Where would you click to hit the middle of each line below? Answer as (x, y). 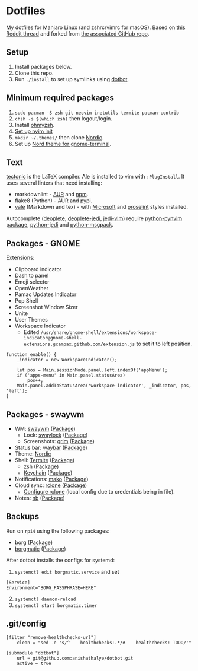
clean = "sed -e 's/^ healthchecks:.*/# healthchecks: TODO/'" (104, 643)
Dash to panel (32, 276)
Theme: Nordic (33, 454)
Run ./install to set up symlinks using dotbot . (72, 79)
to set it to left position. (164, 344)
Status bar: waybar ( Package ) (51, 447)
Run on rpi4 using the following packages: (58, 531)
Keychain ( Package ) (48, 473)
